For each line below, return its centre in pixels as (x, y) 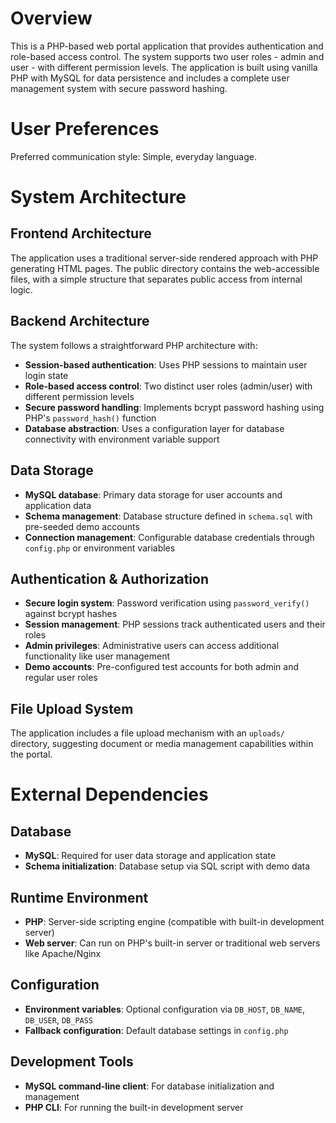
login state (46, 375)
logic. (21, 289)
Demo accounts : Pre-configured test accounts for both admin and (162, 667)
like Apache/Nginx (63, 953)
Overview (51, 18)
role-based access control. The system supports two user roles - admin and (167, 56)
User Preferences (85, 129)
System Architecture (98, 197)
